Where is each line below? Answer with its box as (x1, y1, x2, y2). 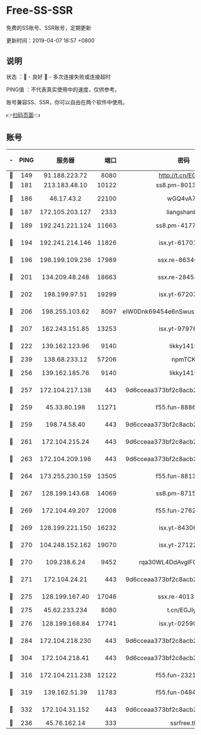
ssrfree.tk (170, 719, 197, 727)
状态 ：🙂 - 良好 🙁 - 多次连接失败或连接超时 (6, 73, 111, 80)
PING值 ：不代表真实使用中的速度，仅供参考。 (6, 86, 120, 93)
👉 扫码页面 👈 (6, 111, 41, 119)
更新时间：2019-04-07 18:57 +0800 (6, 37, 95, 44)
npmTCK (171, 355, 196, 363)
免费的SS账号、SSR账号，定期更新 (6, 24, 92, 31)
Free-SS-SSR (6, 4, 73, 17)
